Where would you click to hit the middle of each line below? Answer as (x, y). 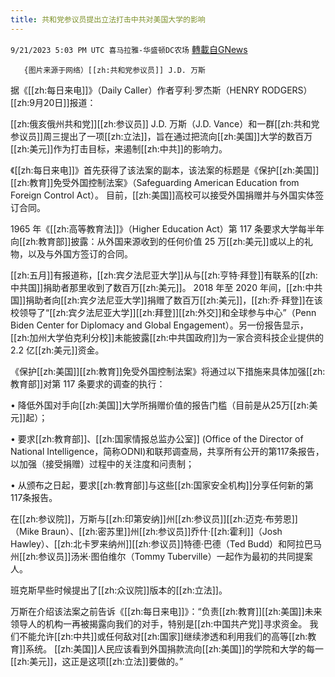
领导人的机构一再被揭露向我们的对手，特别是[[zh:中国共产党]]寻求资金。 (159, 623)
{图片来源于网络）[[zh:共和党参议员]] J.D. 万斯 (114, 70)
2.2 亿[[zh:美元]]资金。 (57, 350)
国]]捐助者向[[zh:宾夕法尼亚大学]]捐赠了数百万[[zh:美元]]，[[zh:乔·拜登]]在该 (166, 300)
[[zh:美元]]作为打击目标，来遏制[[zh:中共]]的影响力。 (119, 148)
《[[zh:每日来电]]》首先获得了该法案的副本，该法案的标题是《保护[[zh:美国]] (165, 170)
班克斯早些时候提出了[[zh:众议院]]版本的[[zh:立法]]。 (119, 590)
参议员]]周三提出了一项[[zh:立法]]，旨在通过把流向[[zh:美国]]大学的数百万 (161, 136)
